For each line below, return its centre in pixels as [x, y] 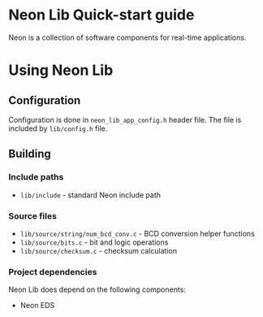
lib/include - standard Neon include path [90, 195]
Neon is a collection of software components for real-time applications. [127, 37]
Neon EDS [37, 306]
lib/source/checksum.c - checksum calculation [98, 250]
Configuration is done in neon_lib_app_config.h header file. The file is [125, 119]
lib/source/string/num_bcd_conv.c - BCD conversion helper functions [138, 233]
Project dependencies [53, 271]
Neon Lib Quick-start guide [101, 15]
